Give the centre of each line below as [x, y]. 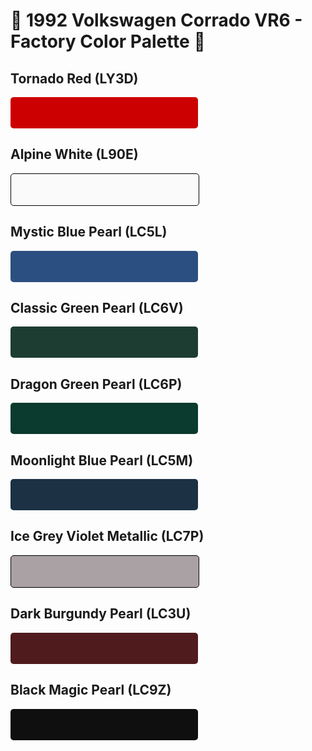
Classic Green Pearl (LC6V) [97, 308]
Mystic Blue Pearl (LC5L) [89, 232]
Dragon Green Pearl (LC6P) [96, 384]
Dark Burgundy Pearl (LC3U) [101, 614]
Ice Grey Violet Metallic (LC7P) [107, 536]
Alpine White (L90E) [74, 154]
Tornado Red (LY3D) [74, 78]
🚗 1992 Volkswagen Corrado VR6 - [156, 20]
